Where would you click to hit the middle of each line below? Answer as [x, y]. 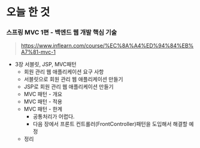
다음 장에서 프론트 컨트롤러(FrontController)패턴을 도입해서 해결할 [110, 124]
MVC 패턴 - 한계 [43, 109]
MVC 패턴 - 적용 [43, 101]
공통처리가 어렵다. [54, 116]
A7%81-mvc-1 [38, 52]
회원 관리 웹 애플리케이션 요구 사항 [64, 72]
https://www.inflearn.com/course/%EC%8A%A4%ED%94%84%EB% [107, 46]
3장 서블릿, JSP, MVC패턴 [46, 64]
